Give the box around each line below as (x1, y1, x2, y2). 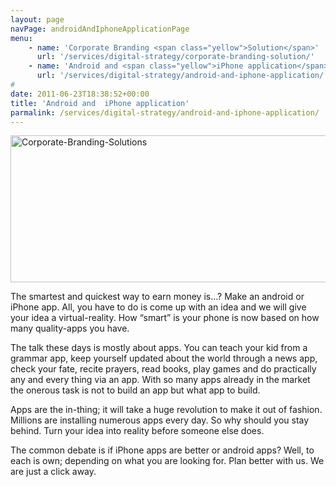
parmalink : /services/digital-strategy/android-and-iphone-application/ (10, 107, 320, 118)
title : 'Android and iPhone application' (10, 98, 190, 108)
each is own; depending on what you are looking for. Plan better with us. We (10, 455, 325, 467)
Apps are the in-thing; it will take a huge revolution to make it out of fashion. (10, 404, 323, 416)
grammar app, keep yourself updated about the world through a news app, (10, 352, 318, 365)
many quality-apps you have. (10, 322, 130, 335)
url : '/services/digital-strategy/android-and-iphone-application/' (36, 71, 329, 81)
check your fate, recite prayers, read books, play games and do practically (10, 363, 317, 375)
